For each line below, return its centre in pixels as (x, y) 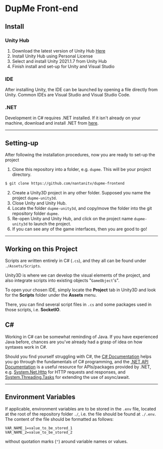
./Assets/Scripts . (23, 265)
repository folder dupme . (35, 214)
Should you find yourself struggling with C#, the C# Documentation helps (78, 356)
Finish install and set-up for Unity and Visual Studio (63, 66)
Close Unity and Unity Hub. (39, 203)
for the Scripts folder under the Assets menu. (51, 295)
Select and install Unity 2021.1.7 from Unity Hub (59, 61)
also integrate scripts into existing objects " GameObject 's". (62, 280)
